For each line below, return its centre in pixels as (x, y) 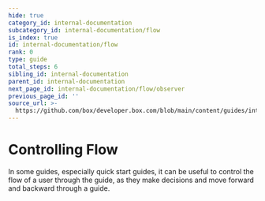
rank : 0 (21, 52)
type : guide (28, 60)
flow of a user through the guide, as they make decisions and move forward (131, 180)
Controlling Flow (63, 150)
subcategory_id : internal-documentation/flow (84, 30)
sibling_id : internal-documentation (68, 74)
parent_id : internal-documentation (67, 81)
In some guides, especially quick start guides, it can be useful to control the (131, 171)
